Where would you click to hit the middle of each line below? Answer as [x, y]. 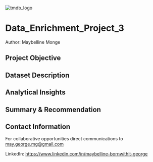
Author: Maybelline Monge [33, 42]
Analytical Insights [35, 93]
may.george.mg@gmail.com [35, 144]
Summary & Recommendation [53, 109]
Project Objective [33, 58]
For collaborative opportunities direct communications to [64, 139]
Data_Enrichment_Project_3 [65, 28]
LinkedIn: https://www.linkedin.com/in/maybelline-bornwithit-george [76, 154]
